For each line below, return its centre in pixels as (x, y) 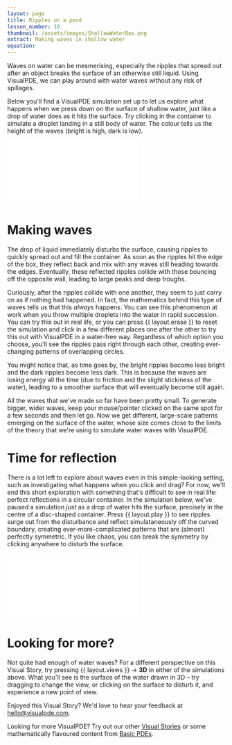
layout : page (26, 14)
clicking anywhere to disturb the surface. (66, 543)
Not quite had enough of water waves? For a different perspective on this (111, 662)
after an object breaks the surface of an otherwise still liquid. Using (103, 73)
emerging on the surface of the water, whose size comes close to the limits (114, 423)
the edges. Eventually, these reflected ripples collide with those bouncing (112, 271)
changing (21, 351)
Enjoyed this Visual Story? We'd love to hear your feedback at (95, 705)
